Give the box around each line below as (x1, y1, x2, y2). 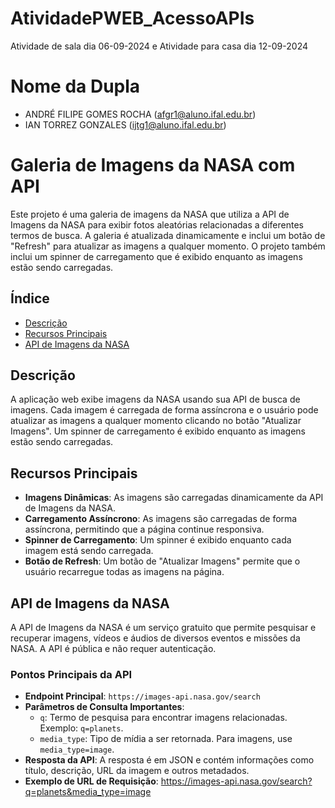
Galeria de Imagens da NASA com (10, 154, 296, 177)
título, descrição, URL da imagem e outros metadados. (24, 765, 250, 777)
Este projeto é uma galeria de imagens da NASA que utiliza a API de (10, 208, 290, 220)
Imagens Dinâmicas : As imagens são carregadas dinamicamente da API (24, 492, 324, 504)
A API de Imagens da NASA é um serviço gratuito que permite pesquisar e (10, 622, 317, 634)
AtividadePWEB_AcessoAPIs (10, 7, 255, 30)
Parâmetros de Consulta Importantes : (24, 701, 185, 713)
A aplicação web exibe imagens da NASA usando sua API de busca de (10, 393, 301, 406)
